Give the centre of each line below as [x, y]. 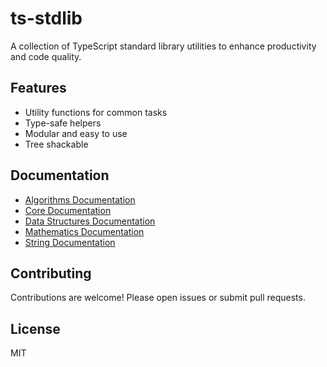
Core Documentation [68, 210]
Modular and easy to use [76, 133]
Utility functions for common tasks [96, 112]
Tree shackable [56, 144]
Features [38, 88]
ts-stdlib [46, 18]
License [35, 328]
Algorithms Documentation [80, 199]
